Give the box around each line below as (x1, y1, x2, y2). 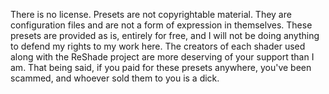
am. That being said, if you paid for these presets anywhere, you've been (10, 62, 312, 73)
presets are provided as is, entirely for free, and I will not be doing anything (10, 30, 320, 41)
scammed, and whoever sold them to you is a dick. (10, 72, 220, 84)
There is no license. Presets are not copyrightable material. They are (10, 9, 292, 20)
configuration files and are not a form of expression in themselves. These (10, 19, 313, 31)
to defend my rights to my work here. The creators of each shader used (10, 40, 306, 52)
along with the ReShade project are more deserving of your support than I (10, 51, 315, 63)
